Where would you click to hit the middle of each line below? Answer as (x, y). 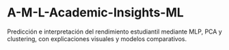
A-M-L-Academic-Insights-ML (96, 13)
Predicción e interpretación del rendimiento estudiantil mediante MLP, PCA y (114, 32)
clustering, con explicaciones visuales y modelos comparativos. (97, 38)
